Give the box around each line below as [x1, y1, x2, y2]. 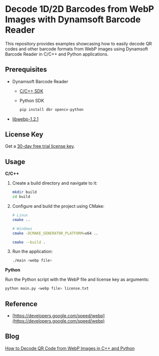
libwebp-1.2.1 [12, 116, 39, 122]
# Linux [12, 213, 28, 218]
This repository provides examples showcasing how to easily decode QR [5, 40, 152, 46]
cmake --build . [12, 240, 46, 245]
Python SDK [19, 97, 44, 103]
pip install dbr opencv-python [19, 107, 84, 112]
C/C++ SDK [19, 88, 44, 94]
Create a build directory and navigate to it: [12, 180, 98, 186]
